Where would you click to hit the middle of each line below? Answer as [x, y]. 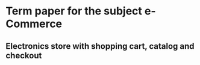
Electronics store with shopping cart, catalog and [100, 46]
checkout [24, 55]
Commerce [34, 24]
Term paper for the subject [74, 11]
